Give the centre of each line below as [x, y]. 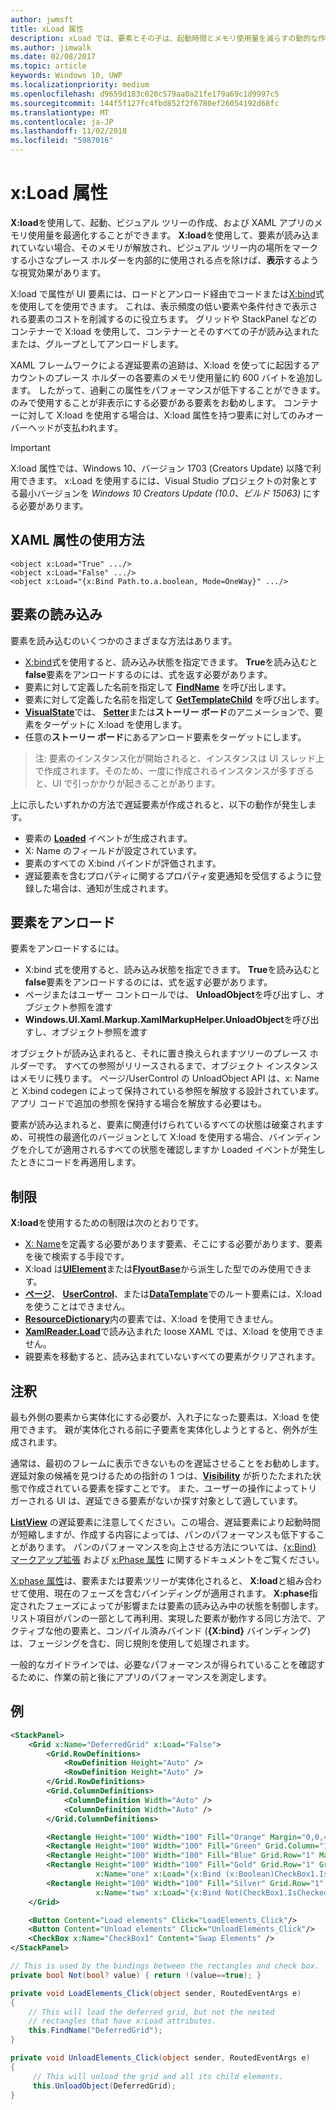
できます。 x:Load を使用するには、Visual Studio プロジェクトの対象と [163, 480]
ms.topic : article [48, 66]
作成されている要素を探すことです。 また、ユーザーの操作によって [163, 1488]
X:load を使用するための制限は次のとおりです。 [107, 1223]
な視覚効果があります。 [58, 272]
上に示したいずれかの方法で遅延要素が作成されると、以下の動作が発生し [159, 804]
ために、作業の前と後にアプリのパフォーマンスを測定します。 [145, 1677]
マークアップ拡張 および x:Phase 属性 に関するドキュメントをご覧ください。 [167, 1559]
